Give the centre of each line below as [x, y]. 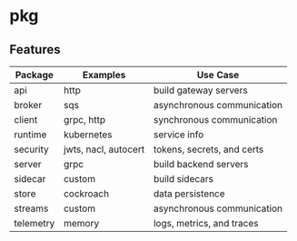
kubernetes [88, 135]
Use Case [218, 75]
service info [178, 135]
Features [35, 50]
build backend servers [201, 164]
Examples [104, 75]
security [31, 149]
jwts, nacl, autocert [104, 149]
